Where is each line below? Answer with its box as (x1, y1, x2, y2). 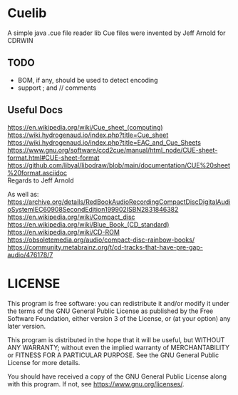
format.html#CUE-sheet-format (7, 153, 100, 162)
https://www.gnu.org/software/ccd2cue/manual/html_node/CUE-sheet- (7, 145, 218, 154)
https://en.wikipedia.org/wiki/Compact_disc (7, 212, 135, 221)
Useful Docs (7, 104, 63, 116)
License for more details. (7, 358, 81, 366)
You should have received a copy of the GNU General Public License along (7, 372, 227, 381)
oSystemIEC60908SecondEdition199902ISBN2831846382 (7, 205, 179, 213)
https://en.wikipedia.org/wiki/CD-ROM (7, 227, 120, 236)
